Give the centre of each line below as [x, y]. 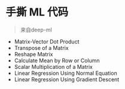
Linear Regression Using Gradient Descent [67, 79]
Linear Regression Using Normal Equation [65, 73]
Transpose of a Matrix [42, 47]
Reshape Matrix [33, 54]
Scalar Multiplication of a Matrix [54, 66]
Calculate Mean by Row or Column [57, 61]
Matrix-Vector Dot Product [47, 42]
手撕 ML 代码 [37, 12]
